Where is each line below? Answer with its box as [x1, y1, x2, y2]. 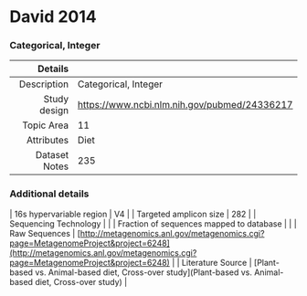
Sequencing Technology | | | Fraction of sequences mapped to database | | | [9, 217, 297, 229]
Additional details [9, 187, 90, 200]
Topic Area [22, 119, 69, 132]
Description [18, 78, 69, 90]
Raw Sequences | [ [9, 227, 80, 238]
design [39, 104, 69, 117]
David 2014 [9, 6, 98, 27]
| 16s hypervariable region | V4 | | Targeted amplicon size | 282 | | [9, 208, 257, 219]
